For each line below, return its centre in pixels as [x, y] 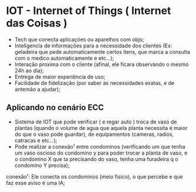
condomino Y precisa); [42, 165]
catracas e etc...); [36, 140]
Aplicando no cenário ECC [55, 107]
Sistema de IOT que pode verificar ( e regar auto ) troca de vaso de [96, 122]
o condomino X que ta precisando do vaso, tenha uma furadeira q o [96, 159]
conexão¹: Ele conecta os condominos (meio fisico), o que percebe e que [94, 176]
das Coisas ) [37, 23]
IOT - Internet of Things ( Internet [89, 11]
